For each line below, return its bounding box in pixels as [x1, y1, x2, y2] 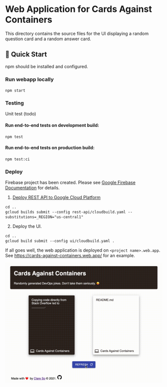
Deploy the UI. [12, 223, 42, 229]
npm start [5, 88, 26, 93]
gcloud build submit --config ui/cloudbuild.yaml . [5, 239, 115, 244]
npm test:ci [5, 157, 30, 162]
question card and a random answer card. [5, 36, 91, 42]
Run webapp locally [5, 76, 54, 83]
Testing [5, 99, 24, 106]
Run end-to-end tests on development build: [5, 122, 100, 128]
